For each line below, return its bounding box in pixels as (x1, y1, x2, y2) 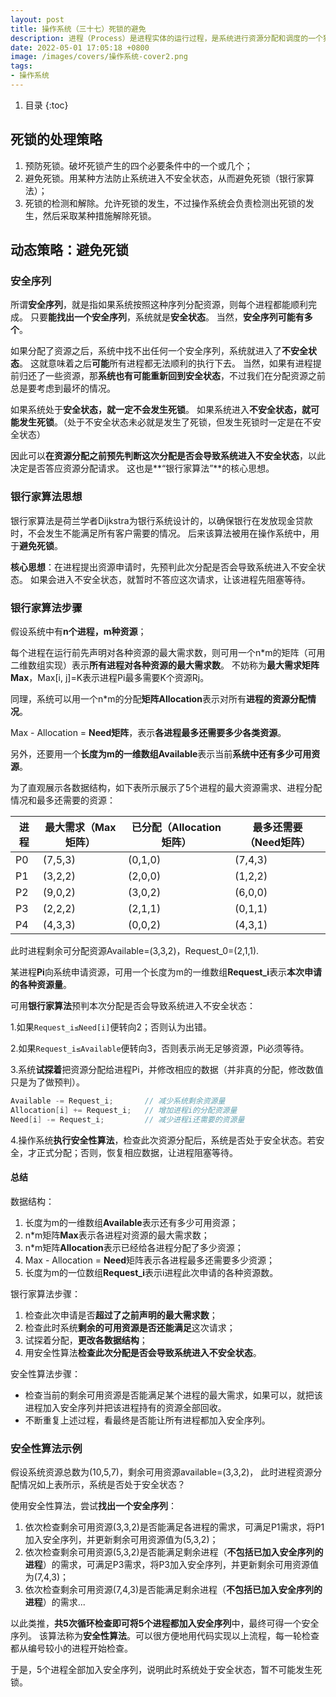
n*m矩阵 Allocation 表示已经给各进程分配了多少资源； (24, 1241, 244, 1253)
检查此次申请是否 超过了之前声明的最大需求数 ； (24, 1309, 218, 1321)
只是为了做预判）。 (10, 1076, 85, 1088)
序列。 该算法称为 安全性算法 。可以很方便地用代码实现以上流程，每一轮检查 (10, 1630, 320, 1642)
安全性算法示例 (10, 1441, 83, 1455)
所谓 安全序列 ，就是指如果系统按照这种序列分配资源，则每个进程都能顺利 (10, 299, 308, 311)
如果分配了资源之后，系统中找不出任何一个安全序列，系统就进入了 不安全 (10, 345, 308, 357)
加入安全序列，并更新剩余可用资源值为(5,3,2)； (24, 1534, 219, 1546)
